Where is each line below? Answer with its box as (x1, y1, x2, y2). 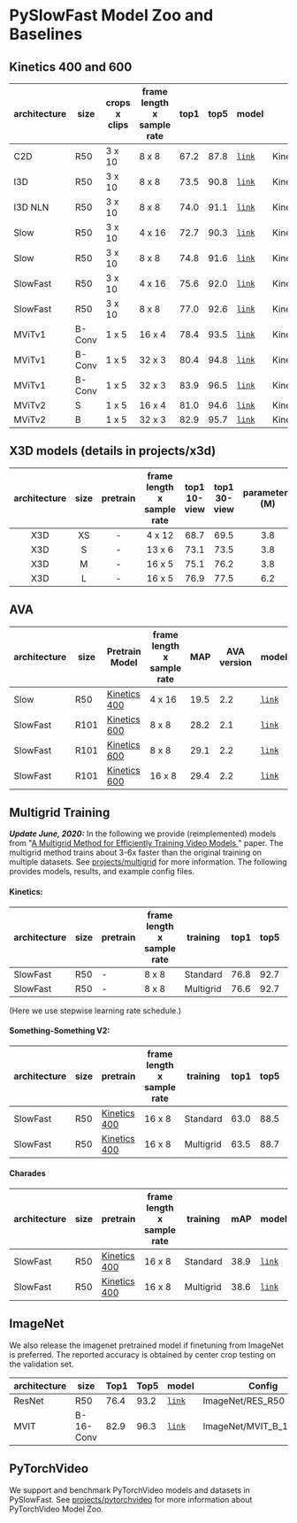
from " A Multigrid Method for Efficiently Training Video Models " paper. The (9, 838, 284, 849)
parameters (242, 486, 293, 498)
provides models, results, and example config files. (9, 866, 195, 877)
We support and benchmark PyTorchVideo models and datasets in (9, 1484, 250, 1496)
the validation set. (9, 1358, 74, 1369)
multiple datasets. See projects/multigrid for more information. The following (9, 857, 287, 867)
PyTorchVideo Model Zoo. (9, 1504, 104, 1514)
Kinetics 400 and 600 (9, 59, 133, 74)
